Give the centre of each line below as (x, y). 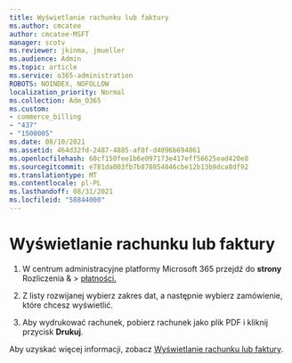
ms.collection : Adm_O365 (55, 100)
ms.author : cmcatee (45, 26)
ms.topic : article (43, 68)
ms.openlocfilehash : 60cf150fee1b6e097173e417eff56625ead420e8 (129, 158)
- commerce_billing (45, 117)
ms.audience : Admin (45, 59)
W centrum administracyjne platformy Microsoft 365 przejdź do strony (152, 268)
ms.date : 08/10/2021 (48, 142)
